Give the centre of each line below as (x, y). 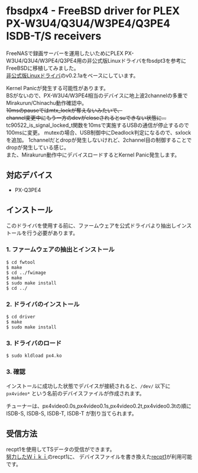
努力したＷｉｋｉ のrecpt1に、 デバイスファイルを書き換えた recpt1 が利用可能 (99, 456)
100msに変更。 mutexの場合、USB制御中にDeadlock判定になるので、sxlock (99, 132)
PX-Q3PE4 (28, 190)
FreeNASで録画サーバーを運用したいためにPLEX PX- (70, 53)
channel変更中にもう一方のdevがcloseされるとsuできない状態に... (86, 117)
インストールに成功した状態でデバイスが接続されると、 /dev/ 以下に (88, 386)
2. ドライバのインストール (43, 304)
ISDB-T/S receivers (54, 36)
